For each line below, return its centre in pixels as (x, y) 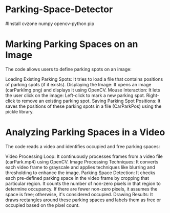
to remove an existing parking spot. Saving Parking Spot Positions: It (88, 101)
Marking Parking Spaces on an (72, 44)
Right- (153, 95)
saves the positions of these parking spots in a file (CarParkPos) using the (83, 106)
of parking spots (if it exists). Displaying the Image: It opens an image (78, 84)
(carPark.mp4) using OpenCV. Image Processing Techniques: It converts (82, 161)
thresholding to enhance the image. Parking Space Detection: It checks (80, 173)
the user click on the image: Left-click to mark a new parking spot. (75, 95)
